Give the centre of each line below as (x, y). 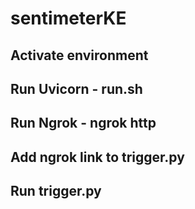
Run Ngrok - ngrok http (83, 123)
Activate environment (79, 55)
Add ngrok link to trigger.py (97, 157)
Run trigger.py (56, 191)
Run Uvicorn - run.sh (76, 88)
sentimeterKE (68, 18)
